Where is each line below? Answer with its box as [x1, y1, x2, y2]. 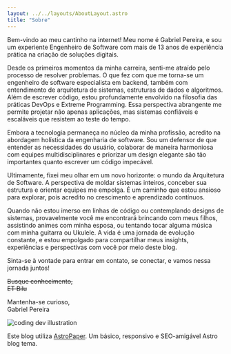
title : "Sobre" [7, 17, 51, 23]
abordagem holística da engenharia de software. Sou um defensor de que [7, 135, 217, 144]
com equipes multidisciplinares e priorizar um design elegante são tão [7, 150, 207, 159]
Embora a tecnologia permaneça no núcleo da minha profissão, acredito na [7, 128, 221, 137]
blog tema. [7, 339, 38, 347]
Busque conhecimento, [7, 277, 73, 285]
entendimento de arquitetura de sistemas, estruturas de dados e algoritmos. [7, 86, 223, 94]
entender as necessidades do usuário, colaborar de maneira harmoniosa [7, 143, 214, 151]
